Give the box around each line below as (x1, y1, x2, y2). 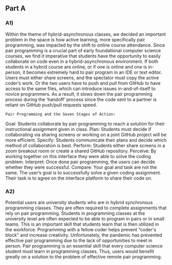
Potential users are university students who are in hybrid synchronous (5, 199, 153, 205)
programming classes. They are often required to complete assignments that (5, 205, 167, 211)
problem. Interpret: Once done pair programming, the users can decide (5, 159, 155, 165)
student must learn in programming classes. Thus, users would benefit (5, 248, 155, 254)
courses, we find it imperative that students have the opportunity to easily (5, 53, 161, 59)
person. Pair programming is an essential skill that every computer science (5, 242, 163, 249)
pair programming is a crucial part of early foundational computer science (5, 47, 161, 53)
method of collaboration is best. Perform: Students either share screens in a (5, 142, 165, 148)
